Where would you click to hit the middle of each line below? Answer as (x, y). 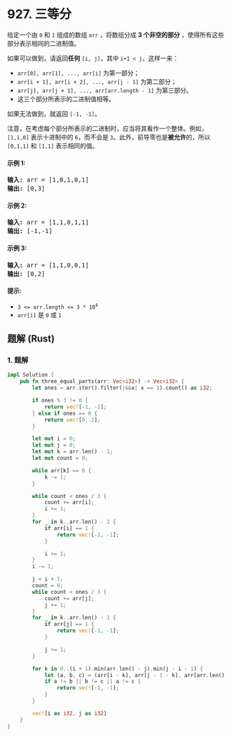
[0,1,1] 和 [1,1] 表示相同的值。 (53, 146)
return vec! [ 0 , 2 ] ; (72, 420)
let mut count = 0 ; (60, 459)
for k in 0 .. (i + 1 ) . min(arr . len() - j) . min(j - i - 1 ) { (118, 669)
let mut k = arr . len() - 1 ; (72, 452)
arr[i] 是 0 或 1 (39, 315)
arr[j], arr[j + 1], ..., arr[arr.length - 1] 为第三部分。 (105, 90)
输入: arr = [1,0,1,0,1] (48, 180)
